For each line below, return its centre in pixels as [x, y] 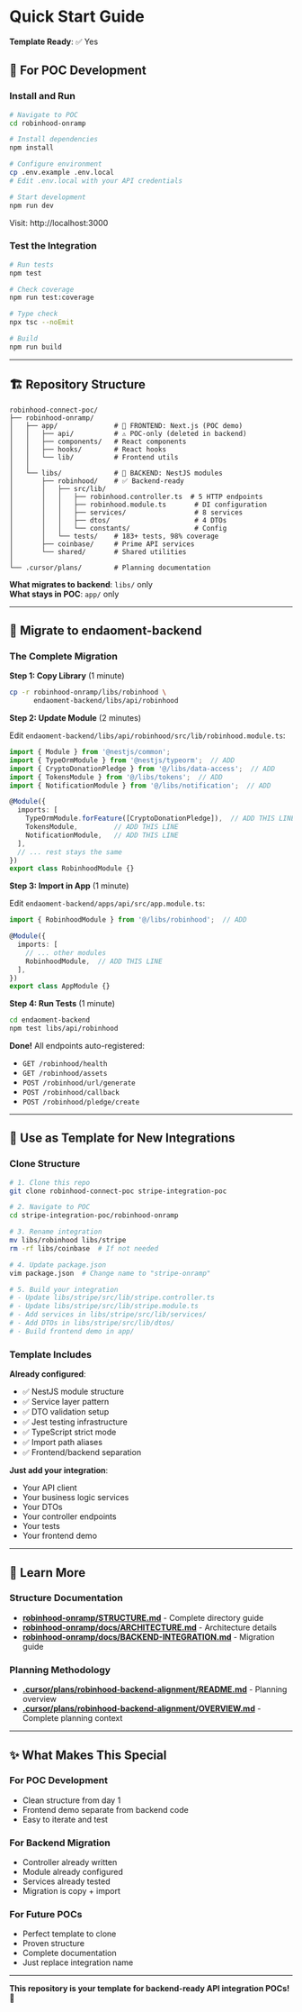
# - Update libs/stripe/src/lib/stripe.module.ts [104, 1306]
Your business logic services [75, 1498]
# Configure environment [56, 164]
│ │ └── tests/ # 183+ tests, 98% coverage [114, 536]
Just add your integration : [59, 1470]
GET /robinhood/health [65, 1064]
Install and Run [43, 96]
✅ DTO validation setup [66, 1412]
